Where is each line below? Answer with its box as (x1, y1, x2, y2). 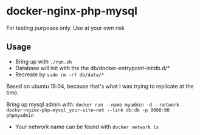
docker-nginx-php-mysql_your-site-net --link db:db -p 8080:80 (6, 107, 170, 113)
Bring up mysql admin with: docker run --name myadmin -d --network (6, 100, 179, 108)
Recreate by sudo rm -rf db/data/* (15, 71, 105, 78)
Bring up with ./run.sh (15, 58, 72, 65)
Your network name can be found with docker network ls (15, 123, 159, 130)
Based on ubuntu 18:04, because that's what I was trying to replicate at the (6, 82, 194, 90)
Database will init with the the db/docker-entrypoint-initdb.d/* (15, 64, 170, 71)
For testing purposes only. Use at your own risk (6, 24, 125, 31)
